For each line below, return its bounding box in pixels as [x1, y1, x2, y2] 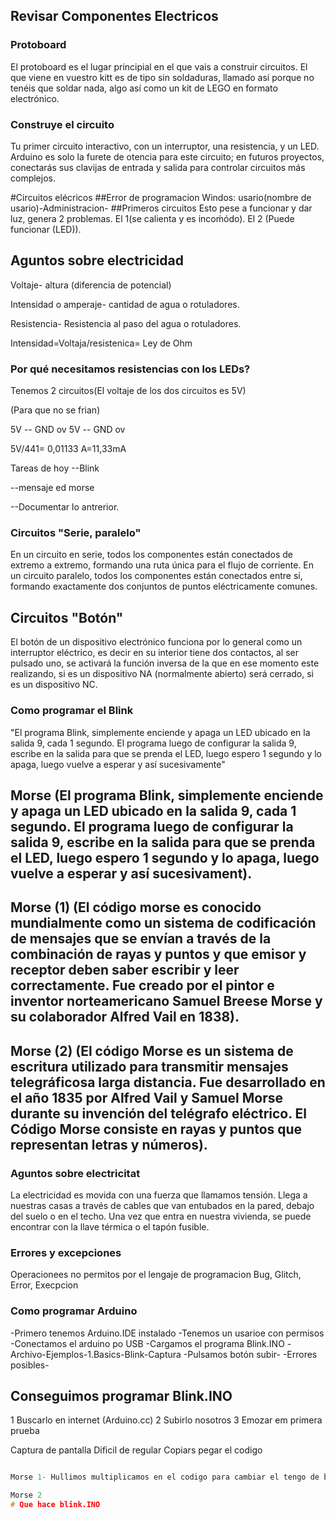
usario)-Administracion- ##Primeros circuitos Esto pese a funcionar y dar [10, 202, 313, 214]
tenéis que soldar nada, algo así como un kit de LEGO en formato [10, 82, 278, 94]
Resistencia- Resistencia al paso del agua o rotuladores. [10, 317, 242, 329]
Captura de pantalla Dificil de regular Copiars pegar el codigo [10, 1444, 263, 1456]
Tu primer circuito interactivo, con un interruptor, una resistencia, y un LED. [10, 140, 320, 152]
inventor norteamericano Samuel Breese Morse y [10, 993, 323, 1010]
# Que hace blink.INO [10, 1500, 101, 1510]
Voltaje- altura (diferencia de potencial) [10, 279, 172, 291]
